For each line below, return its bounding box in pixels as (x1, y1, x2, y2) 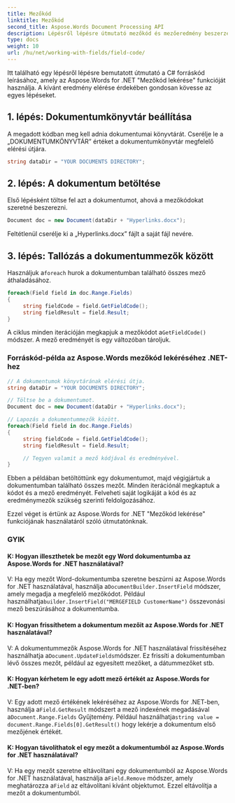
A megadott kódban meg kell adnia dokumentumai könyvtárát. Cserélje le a (7, 130, 224, 138)
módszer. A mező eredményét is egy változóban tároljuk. (7, 335, 171, 344)
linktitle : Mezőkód (7, 17, 64, 24)
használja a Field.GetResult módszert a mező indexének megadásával (7, 705, 210, 713)
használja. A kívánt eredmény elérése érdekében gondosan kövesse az (7, 83, 212, 92)
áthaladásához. (7, 276, 51, 284)
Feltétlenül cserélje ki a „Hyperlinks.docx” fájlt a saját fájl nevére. (7, 230, 194, 238)
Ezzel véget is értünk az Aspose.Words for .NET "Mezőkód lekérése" (7, 510, 206, 518)
